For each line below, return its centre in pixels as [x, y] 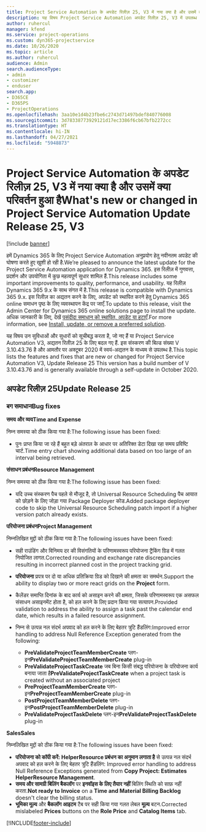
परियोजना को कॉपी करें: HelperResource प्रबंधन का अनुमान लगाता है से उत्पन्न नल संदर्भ [103, 757]
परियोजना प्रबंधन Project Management [49, 526]
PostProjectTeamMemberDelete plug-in [82, 708]
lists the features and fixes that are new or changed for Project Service [96, 357]
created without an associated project [72, 680]
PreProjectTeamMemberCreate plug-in [81, 694]
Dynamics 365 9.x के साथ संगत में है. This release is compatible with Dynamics [100, 290]
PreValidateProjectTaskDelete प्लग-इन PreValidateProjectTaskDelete [111, 714]
